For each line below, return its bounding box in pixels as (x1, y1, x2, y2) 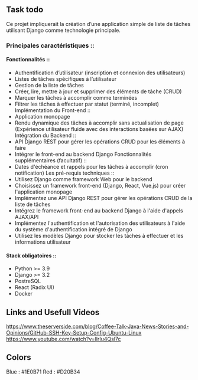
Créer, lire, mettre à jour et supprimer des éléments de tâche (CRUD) (14, 88, 182, 95)
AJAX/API (14, 213, 39, 220)
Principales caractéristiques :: (6, 41, 95, 50)
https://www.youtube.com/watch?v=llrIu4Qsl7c (6, 335, 121, 342)
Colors (6, 352, 31, 362)
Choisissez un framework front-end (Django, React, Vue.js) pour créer (14, 182, 186, 189)
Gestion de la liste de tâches (14, 81, 84, 89)
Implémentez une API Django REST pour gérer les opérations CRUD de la (14, 194, 193, 201)
